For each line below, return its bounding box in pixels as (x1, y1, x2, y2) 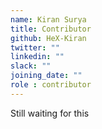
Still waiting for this (10, 107, 90, 119)
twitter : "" (10, 42, 60, 53)
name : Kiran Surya (10, 14, 87, 25)
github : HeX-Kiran (10, 33, 87, 43)
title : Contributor (10, 24, 92, 34)
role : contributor (10, 80, 92, 90)
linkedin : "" (10, 52, 65, 62)
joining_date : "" (10, 71, 83, 81)
